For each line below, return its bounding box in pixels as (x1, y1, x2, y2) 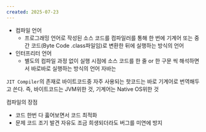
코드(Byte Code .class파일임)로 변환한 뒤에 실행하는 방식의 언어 (31, 42, 185, 49)
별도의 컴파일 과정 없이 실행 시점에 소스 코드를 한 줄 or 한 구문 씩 (24, 57, 178, 64)
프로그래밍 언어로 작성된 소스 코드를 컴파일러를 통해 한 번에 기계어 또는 (24, 34, 193, 42)
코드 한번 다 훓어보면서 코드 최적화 (15, 111, 97, 119)
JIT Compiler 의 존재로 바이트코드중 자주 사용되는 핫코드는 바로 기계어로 (6, 78, 179, 85)
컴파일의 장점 (6, 98, 38, 106)
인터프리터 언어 (15, 50, 52, 57)
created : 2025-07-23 (6, 9, 59, 15)
